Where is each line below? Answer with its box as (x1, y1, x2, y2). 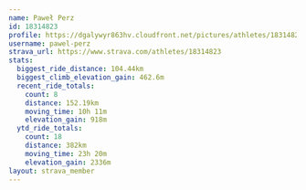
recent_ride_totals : (16, 81, 95, 90)
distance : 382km (25, 141, 88, 150)
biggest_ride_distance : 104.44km (16, 65, 144, 74)
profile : (8, 30, 42, 39)
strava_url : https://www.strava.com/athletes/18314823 (8, 47, 222, 57)
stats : (8, 56, 34, 65)
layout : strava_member (8, 166, 95, 175)
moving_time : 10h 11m (25, 107, 107, 116)
